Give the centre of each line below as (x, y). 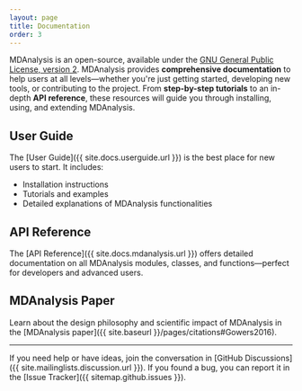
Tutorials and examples (66, 194)
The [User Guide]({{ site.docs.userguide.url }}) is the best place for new (142, 157)
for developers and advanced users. (76, 272)
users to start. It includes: (57, 167)
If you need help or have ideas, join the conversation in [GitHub (126, 358)
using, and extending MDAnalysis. (72, 108)
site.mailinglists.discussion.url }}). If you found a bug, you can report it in (155, 367)
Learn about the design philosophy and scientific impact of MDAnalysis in (146, 322)
